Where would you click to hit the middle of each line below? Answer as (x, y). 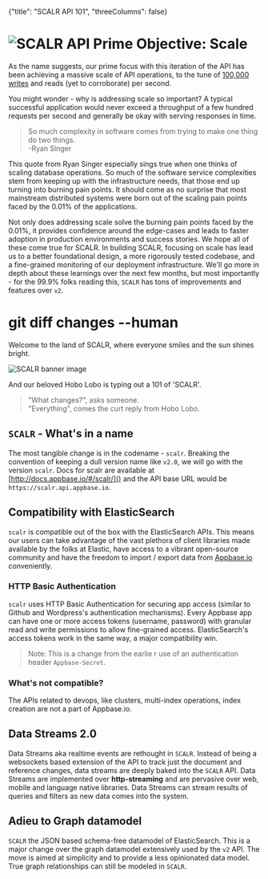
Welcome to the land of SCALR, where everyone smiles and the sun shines (131, 345)
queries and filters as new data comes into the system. (99, 796)
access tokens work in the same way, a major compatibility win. (113, 638)
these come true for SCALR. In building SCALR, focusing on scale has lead (131, 247)
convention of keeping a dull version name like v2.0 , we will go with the (126, 461)
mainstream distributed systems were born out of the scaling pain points (128, 198)
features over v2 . (36, 290)
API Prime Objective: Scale (157, 44)
